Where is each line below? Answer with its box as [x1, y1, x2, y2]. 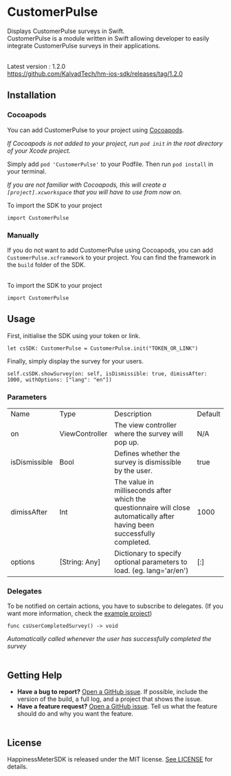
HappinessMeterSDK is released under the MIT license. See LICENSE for [7, 755, 213, 763]
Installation [7, 90, 56, 101]
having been [114, 521, 155, 530]
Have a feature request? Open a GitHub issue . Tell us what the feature [16, 702, 218, 711]
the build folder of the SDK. [7, 260, 86, 269]
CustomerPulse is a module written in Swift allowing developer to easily [7, 34, 210, 42]
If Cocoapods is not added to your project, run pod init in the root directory [7, 139, 223, 147]
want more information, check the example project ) [7, 609, 153, 618]
